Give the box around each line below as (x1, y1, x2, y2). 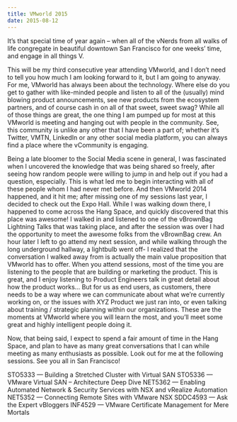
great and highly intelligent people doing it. (7, 320, 132, 328)
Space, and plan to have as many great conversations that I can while (7, 341, 210, 350)
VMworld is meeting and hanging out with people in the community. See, (7, 118, 219, 126)
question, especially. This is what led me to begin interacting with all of (7, 177, 214, 185)
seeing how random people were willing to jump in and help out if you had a (7, 170, 229, 178)
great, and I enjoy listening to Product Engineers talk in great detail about (7, 274, 220, 284)
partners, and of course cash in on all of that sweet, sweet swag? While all (7, 103, 224, 111)
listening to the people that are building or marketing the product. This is (7, 267, 218, 276)
